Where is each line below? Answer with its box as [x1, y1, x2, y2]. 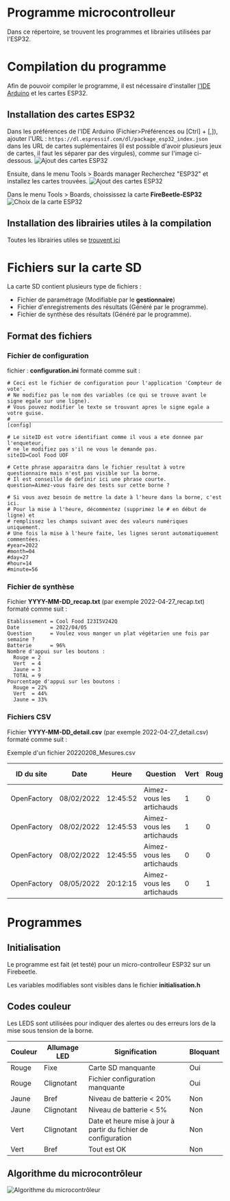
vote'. [7, 386, 26, 393]
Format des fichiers [7, 330, 92, 341]
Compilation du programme [7, 59, 166, 75]
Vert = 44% [13, 691, 48, 697]
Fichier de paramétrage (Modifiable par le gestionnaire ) [16, 295, 176, 304]
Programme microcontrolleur [7, 5, 176, 21]
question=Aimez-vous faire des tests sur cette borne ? [7, 482, 170, 489]
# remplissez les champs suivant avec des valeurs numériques [7, 518, 188, 525]
